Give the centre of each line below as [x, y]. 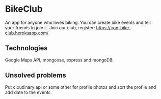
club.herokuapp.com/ [27, 33]
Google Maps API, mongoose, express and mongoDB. [59, 60]
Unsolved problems [36, 75]
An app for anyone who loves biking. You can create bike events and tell [78, 22]
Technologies [27, 48]
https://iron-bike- [113, 27]
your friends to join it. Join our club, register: [50, 27]
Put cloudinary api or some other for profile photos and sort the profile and [80, 87]
